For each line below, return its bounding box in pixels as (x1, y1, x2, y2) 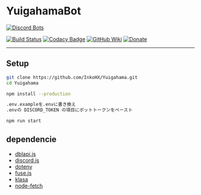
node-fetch (14, 182, 43, 189)
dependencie (6, 135, 57, 145)
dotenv (14, 163, 33, 170)
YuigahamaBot (6, 4, 81, 18)
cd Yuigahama (6, 80, 39, 86)
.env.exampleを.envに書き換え (6, 102, 76, 108)
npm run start (6, 118, 42, 124)
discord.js (14, 157, 39, 164)
